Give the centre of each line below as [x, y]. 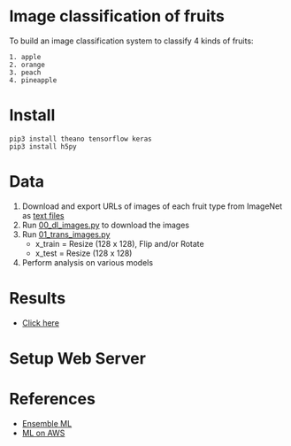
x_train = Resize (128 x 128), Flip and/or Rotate [120, 243]
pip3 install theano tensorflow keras [80, 139]
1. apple [25, 57]
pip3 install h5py [43, 146]
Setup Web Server [77, 358]
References [52, 399]
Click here [41, 323]
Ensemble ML [47, 423]
